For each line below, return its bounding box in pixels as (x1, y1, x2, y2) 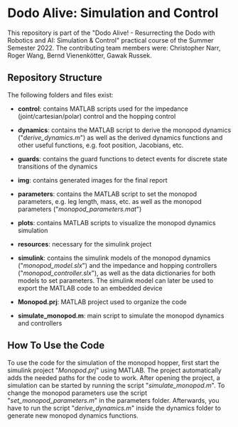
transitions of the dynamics (17, 162, 98, 171)
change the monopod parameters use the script (7, 389, 148, 397)
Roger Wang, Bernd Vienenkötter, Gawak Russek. (7, 51, 152, 60)
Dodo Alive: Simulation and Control (7, 5, 219, 21)
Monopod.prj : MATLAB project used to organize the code (17, 297, 187, 306)
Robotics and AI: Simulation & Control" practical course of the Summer (7, 36, 215, 44)
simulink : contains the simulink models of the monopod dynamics (17, 254, 211, 262)
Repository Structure (7, 72, 103, 84)
